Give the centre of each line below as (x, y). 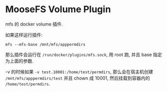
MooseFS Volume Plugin (58, 9)
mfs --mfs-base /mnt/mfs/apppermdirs (45, 44)
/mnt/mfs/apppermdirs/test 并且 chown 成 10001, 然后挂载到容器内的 (78, 78)
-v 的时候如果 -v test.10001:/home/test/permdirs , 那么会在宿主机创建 (79, 72)
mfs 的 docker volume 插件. (34, 24)
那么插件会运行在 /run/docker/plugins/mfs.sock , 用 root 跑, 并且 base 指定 (84, 54)
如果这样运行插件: (24, 35)
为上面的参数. (20, 61)
